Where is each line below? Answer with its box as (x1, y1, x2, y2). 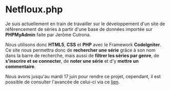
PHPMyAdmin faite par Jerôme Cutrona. (5, 31, 91, 38)
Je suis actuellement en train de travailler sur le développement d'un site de (5, 21, 165, 27)
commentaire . (5, 63, 36, 69)
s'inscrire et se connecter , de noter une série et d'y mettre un (5, 58, 139, 64)
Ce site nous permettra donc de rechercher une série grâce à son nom (5, 47, 156, 53)
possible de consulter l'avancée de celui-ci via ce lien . (5, 79, 120, 85)
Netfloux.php (5, 4, 63, 15)
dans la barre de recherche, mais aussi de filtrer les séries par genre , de (5, 52, 160, 59)
